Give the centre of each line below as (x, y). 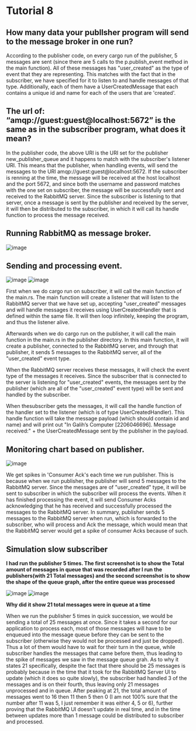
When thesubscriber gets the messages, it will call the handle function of (94, 406)
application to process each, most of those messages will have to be (89, 629)
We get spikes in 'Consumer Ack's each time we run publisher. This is (90, 475)
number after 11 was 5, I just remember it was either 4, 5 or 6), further (90, 703)
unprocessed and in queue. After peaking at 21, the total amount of (87, 691)
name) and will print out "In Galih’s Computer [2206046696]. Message (91, 425)
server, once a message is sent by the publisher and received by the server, (97, 203)
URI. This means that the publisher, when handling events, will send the (92, 165)
